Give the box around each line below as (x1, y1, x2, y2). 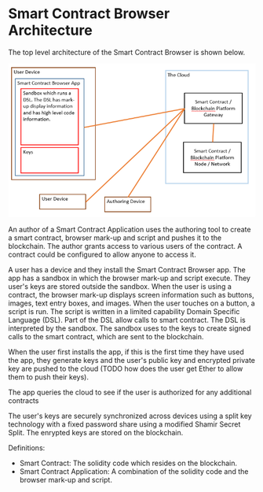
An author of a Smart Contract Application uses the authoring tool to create (8, 225, 251, 235)
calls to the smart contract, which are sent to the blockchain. (8, 332, 204, 342)
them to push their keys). (8, 372, 89, 382)
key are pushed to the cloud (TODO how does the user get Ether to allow (8, 364, 243, 374)
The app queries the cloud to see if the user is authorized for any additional (8, 387, 252, 398)
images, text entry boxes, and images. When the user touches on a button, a (8, 298, 255, 308)
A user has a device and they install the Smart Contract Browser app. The (8, 265, 246, 275)
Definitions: (8, 443, 46, 453)
